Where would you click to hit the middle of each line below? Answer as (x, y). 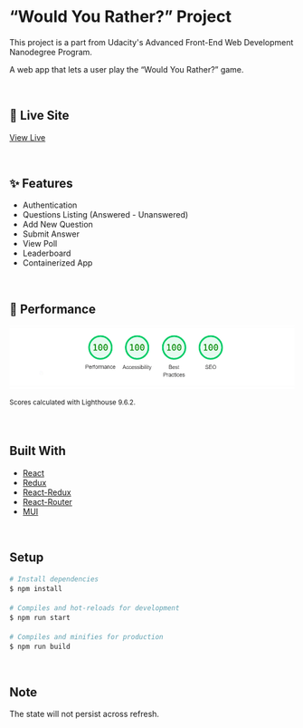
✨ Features (41, 183)
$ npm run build (40, 646)
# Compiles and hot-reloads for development (95, 608)
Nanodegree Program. (51, 52)
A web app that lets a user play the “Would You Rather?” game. (127, 69)
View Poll (40, 244)
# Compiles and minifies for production (87, 636)
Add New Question (57, 225)
